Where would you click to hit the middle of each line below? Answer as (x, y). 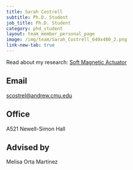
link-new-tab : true (31, 45)
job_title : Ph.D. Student (38, 23)
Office (18, 114)
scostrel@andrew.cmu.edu (39, 95)
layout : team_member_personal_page (51, 34)
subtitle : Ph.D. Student (37, 17)
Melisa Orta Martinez (32, 162)
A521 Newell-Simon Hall (36, 129)
